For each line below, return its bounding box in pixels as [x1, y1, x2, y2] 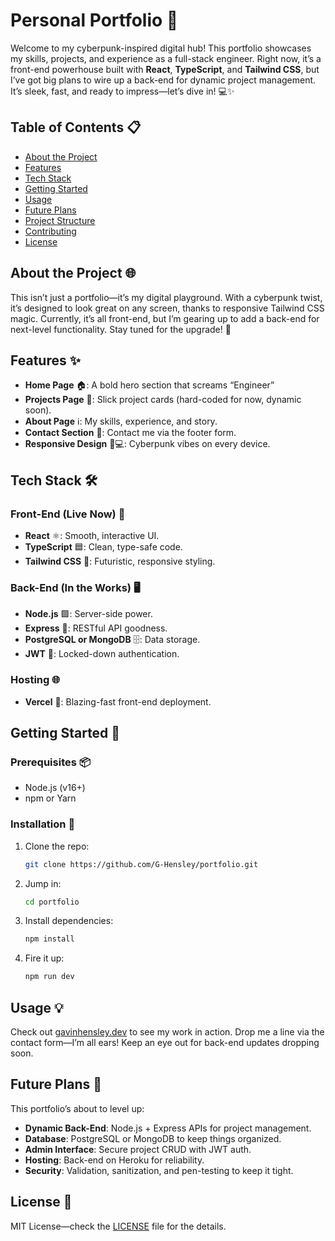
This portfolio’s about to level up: [10, 1102, 145, 1114]
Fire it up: [24, 952, 65, 964]
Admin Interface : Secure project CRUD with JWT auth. [24, 1143, 252, 1155]
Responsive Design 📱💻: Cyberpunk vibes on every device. [24, 438, 271, 450]
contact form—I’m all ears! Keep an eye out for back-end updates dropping [10, 1036, 320, 1048]
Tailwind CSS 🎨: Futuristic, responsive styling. [24, 555, 216, 568]
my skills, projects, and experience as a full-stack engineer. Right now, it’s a [10, 52, 322, 64]
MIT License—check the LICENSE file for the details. [10, 1220, 227, 1232]
